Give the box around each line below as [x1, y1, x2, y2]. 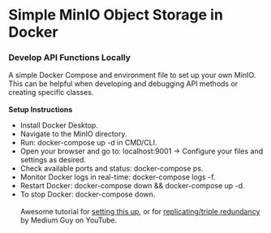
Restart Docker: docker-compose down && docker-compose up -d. [19, 181, 245, 191]
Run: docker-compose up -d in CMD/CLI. [19, 138, 157, 148]
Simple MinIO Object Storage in [8, 6, 223, 24]
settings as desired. [19, 155, 87, 165]
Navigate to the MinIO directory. [19, 129, 127, 139]
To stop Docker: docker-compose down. [19, 189, 156, 200]
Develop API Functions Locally [8, 52, 131, 63]
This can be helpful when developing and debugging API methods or [8, 79, 239, 88]
